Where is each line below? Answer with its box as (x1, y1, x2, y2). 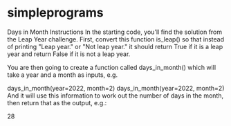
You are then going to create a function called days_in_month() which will (7, 63, 216, 71)
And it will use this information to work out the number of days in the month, (7, 91, 223, 100)
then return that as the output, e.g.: (7, 98, 107, 107)
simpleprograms (7, 5, 104, 21)
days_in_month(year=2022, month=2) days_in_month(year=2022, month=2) (7, 84, 225, 92)
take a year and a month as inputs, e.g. (7, 71, 118, 79)
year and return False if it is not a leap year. (7, 50, 131, 58)
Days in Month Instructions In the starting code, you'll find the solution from (7, 28, 223, 36)
